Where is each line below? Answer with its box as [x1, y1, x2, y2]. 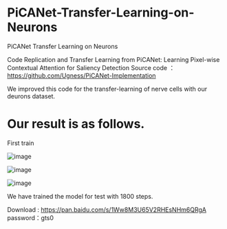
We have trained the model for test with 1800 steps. [7, 192, 153, 200]
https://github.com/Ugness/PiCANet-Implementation [7, 71, 156, 80]
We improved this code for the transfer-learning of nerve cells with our [7, 85, 208, 93]
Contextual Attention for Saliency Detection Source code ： [7, 63, 175, 72]
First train [7, 139, 34, 147]
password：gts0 [7, 213, 54, 221]
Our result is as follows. [7, 116, 145, 132]
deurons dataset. [7, 91, 56, 100]
